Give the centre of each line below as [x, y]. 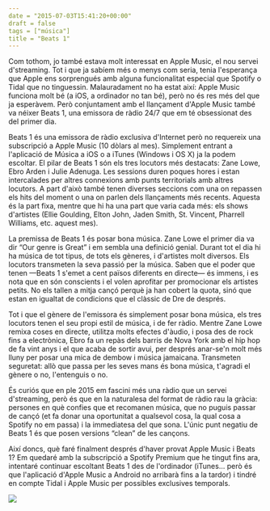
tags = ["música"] [39, 31]
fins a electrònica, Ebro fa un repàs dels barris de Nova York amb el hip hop [135, 340]
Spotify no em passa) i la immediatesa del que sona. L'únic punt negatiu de [133, 424]
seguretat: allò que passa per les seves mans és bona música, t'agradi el [129, 366]
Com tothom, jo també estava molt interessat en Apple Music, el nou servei [133, 61]
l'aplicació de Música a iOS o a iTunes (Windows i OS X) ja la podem [122, 154]
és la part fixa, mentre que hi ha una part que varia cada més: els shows [129, 206]
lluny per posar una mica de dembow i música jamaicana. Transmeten [124, 357]
